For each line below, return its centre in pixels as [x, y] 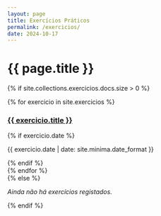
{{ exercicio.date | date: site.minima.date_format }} [80, 149]
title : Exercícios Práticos [49, 21]
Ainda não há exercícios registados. [60, 192]
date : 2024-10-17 [33, 34]
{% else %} [24, 178]
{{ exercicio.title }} [40, 120]
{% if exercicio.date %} [41, 136]
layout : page [26, 14]
